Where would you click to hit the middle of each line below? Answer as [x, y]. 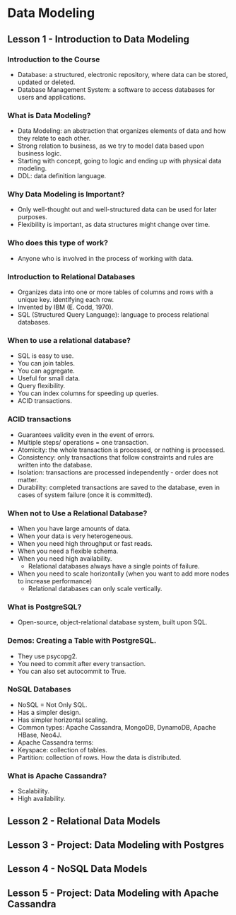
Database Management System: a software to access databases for [116, 89]
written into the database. [55, 465]
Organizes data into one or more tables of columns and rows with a [115, 292]
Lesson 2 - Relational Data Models [84, 821]
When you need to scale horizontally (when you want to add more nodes [123, 573]
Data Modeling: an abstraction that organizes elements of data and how [122, 131]
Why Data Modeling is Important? [66, 194]
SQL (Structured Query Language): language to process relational [113, 315]
